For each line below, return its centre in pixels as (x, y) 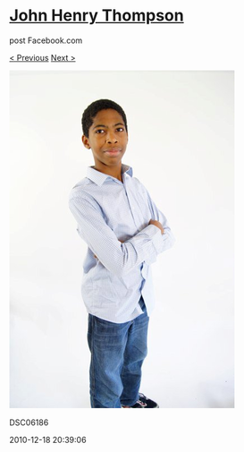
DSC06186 (29, 422)
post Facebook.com (46, 40)
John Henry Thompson (97, 16)
